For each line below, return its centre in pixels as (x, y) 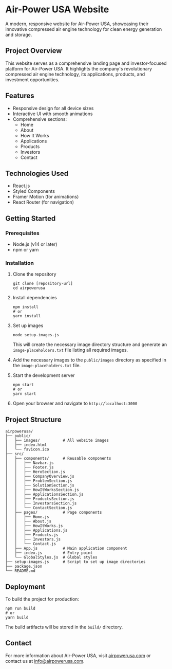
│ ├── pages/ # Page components (54, 513)
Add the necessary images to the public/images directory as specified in (90, 360)
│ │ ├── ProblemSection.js (39, 481)
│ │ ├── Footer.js (30, 467)
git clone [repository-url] (43, 284)
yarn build (17, 617)
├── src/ (15, 454)
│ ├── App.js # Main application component (66, 549)
